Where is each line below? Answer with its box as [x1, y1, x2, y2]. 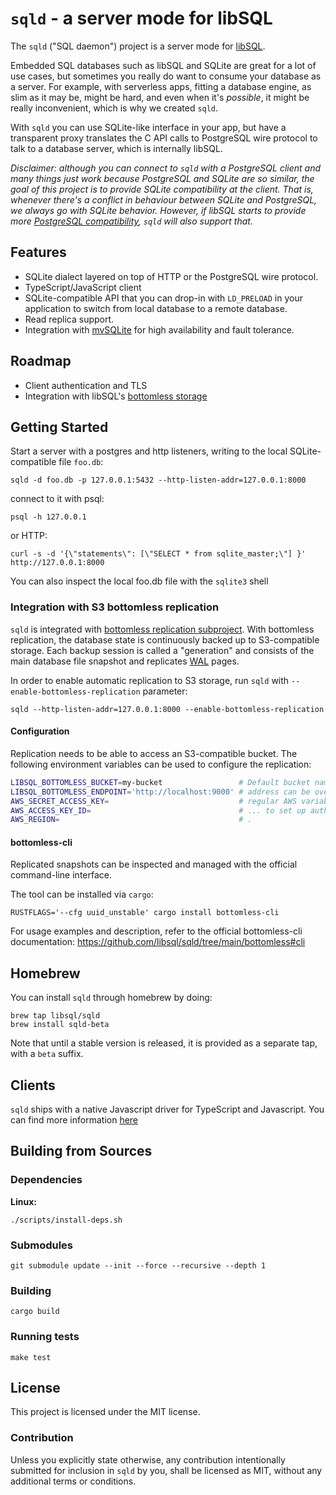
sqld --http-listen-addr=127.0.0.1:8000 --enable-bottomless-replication [10, 704, 325, 714]
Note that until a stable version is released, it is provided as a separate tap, [10, 1037, 318, 1049]
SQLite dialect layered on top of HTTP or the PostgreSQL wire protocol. [24, 270, 319, 282]
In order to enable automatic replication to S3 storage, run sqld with [10, 674, 290, 686]
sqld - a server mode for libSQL [10, 7, 273, 30]
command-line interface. [10, 869, 112, 881]
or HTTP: [10, 530, 48, 542]
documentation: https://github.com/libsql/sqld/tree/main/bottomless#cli [10, 936, 306, 948]
